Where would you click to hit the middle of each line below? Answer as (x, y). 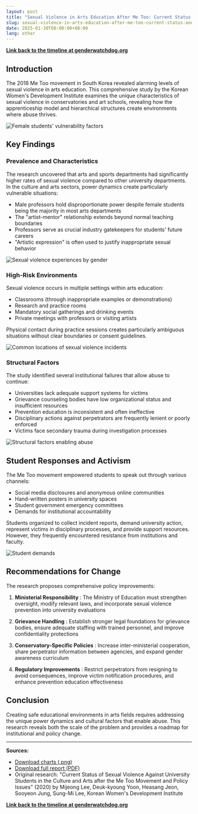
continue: (18, 382)
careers (24, 236)
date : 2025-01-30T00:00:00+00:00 (47, 28)
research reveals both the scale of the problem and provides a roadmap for (97, 727)
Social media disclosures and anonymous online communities (89, 493)
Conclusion (28, 700)
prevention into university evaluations (60, 610)
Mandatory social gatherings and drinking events (74, 312)
